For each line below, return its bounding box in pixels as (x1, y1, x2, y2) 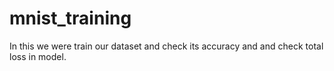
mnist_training (9, 7, 132, 30)
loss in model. (9, 50, 67, 62)
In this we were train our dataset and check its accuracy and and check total (9, 40, 324, 52)
